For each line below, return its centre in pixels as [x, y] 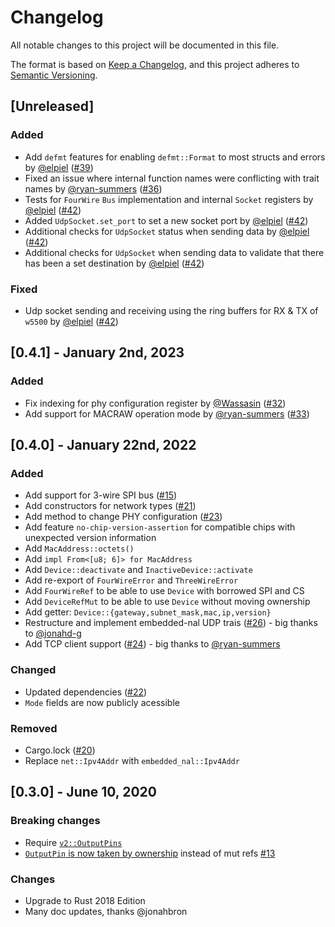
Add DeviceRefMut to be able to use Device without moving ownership [167, 602]
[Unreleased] [52, 106]
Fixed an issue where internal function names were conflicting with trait [172, 178]
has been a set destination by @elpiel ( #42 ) [114, 263]
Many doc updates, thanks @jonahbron [106, 911]
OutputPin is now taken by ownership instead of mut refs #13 [150, 853]
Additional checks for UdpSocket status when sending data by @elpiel [167, 231]
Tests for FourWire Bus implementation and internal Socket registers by [169, 199]
